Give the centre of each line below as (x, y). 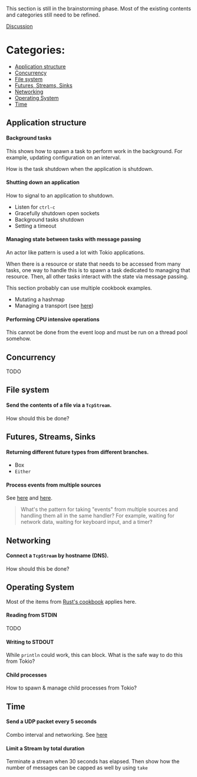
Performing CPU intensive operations (53, 319)
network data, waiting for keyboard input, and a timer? (86, 522)
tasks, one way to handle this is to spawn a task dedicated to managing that (98, 270)
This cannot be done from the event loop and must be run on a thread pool (97, 332)
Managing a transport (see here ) (54, 305)
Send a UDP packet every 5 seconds (52, 721)
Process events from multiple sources (54, 485)
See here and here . (29, 498)
